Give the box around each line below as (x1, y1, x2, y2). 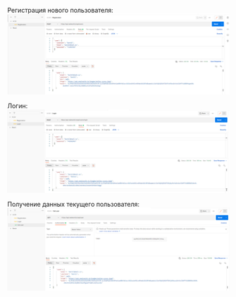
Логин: (7, 102, 28, 110)
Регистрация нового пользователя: (7, 6, 114, 14)
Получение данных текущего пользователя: (7, 200, 139, 208)
